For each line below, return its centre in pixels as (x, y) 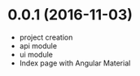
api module (38, 45)
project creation (46, 37)
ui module (36, 54)
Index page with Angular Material (75, 63)
